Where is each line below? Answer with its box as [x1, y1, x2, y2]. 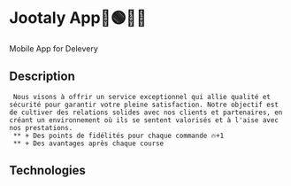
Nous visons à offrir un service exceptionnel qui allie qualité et [12, 92, 272, 101]
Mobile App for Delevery [9, 43, 99, 54]
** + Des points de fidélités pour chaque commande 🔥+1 [12, 131, 225, 140]
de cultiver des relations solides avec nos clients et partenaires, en [9, 108, 283, 117]
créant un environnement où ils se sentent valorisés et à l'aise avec [9, 115, 279, 125]
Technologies [9, 163, 87, 178]
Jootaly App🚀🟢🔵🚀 [9, 8, 148, 28]
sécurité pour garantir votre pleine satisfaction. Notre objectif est [9, 100, 279, 109]
